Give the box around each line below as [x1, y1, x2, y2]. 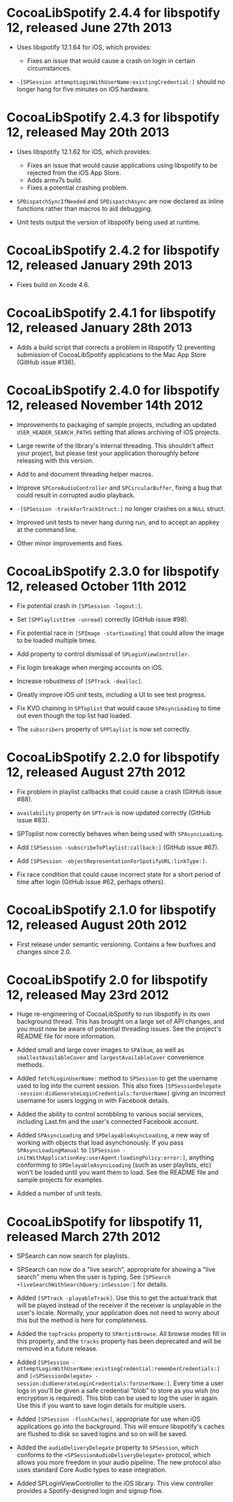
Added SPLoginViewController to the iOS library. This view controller [16, 1479, 213, 1488]
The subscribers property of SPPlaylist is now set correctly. [16, 724, 191, 733]
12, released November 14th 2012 [6, 397, 204, 413]
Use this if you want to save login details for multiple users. [16, 1401, 187, 1410]
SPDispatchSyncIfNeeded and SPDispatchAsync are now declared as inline [16, 197, 224, 205]
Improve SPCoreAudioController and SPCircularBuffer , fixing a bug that [16, 483, 223, 491]
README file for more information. [16, 1032, 116, 1041]
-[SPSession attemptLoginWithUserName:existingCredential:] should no [16, 77, 225, 85]
